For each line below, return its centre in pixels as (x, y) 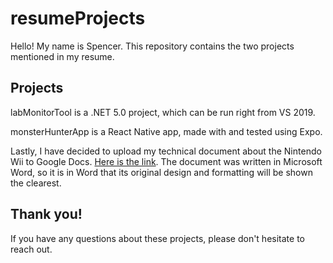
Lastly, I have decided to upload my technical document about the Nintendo (166, 151)
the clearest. (36, 183)
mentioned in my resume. (62, 56)
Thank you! (46, 214)
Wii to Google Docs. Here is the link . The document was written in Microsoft (166, 161)
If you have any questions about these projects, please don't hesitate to (157, 238)
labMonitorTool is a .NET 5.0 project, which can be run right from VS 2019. (163, 112)
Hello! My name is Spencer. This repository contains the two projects (152, 46)
